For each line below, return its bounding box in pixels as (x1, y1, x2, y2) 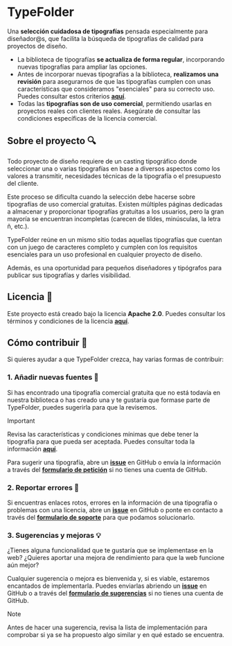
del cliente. (7, 179, 39, 187)
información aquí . (7, 444, 57, 453)
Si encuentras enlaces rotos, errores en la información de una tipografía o (7, 498, 218, 507)
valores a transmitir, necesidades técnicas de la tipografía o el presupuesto (7, 171, 222, 180)
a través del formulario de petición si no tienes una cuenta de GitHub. (7, 465, 208, 473)
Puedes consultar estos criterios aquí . (17, 91, 127, 101)
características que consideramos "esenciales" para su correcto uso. (17, 85, 215, 93)
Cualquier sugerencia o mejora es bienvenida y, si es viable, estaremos (7, 575, 210, 583)
